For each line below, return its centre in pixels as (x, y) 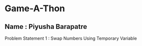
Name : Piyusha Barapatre (46, 27)
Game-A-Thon (35, 9)
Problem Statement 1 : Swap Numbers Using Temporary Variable (71, 38)
